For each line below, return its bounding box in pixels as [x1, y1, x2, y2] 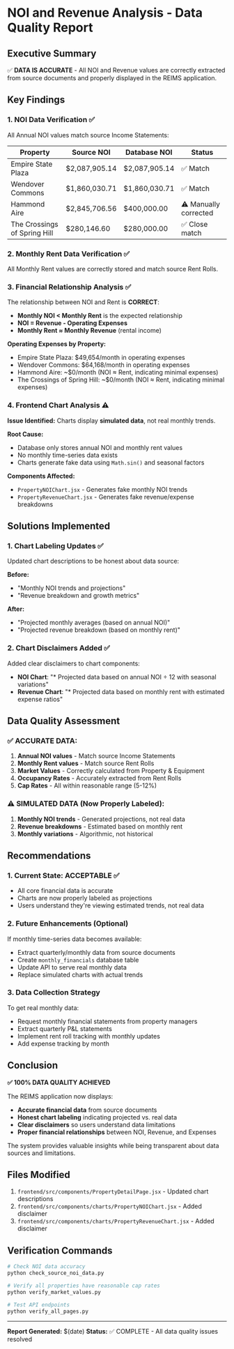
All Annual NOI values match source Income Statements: [7, 130, 169, 139]
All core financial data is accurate [17, 887, 114, 895]
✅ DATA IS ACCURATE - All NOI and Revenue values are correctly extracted [7, 66, 226, 74]
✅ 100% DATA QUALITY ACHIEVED [7, 1078, 111, 1086]
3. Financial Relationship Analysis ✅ [7, 282, 132, 292]
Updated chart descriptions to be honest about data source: [7, 557, 180, 566]
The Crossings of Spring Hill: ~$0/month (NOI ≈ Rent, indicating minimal [17, 375, 225, 384]
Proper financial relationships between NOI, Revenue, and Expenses [17, 1128, 217, 1136]
